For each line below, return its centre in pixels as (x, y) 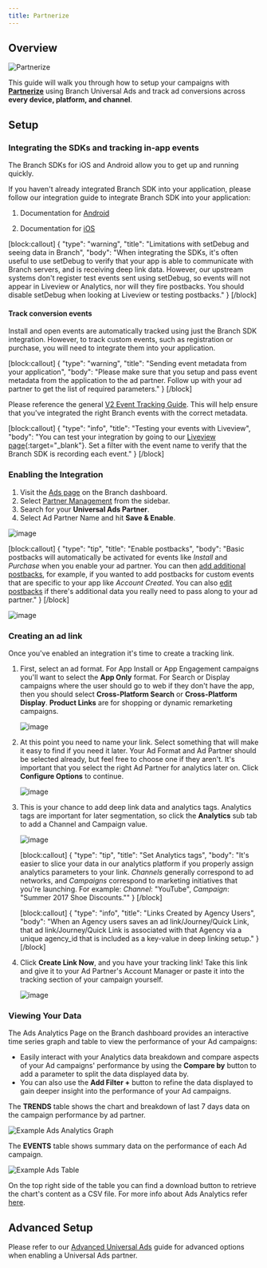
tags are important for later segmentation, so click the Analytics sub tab (138, 815)
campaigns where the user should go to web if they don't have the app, (137, 685)
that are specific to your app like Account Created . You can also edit (120, 582)
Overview (33, 48)
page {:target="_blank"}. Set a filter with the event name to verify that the (128, 445)
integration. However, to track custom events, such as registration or (121, 340)
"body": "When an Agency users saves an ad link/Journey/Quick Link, (134, 921)
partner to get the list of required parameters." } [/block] (100, 389)
